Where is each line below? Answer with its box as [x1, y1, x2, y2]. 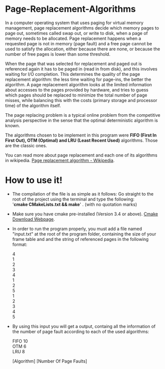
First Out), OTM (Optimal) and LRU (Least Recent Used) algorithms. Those [5, 137, 158, 143]
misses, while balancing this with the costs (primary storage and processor [5, 97, 158, 103]
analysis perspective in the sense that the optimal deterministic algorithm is [5, 117, 158, 123]
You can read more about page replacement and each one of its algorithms [5, 152, 158, 158]
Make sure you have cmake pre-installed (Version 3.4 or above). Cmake [12, 211, 159, 217]
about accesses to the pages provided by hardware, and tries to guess [5, 87, 149, 93]
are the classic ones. [5, 142, 47, 148]
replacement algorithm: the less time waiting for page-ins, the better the [5, 76, 151, 82]
